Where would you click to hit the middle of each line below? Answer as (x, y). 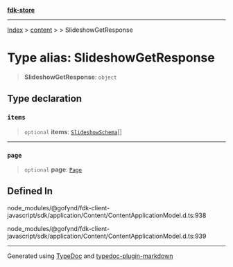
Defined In (30, 191)
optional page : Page (53, 169)
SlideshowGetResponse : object (71, 77)
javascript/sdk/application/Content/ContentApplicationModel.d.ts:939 (107, 236)
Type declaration (44, 99)
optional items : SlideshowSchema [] (73, 131)
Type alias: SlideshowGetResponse (111, 58)
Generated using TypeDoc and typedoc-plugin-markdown (90, 256)
